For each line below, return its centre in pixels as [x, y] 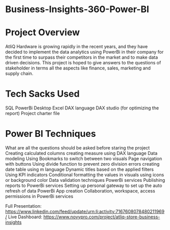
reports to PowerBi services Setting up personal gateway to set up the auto [84, 185]
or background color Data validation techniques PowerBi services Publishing [85, 180]
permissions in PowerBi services [39, 196]
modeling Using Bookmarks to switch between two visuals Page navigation [84, 159]
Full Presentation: [23, 206]
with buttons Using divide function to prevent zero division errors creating [82, 164]
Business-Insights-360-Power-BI [77, 9]
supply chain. [19, 73]
